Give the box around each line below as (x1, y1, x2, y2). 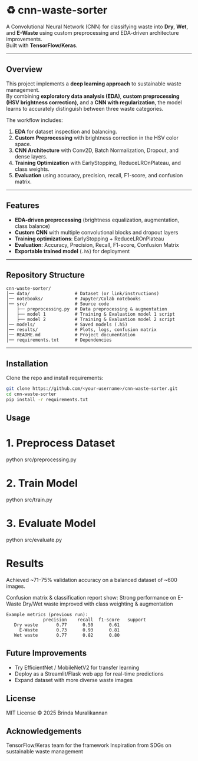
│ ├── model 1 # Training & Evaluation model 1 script (6, 312, 176, 317)
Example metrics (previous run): (6, 611, 88, 617)
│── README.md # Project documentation (6, 332, 136, 338)
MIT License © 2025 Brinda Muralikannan (6, 709, 108, 716)
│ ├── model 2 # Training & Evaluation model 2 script (6, 316, 176, 323)
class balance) (14, 222, 50, 230)
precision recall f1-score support (43, 617, 146, 623)
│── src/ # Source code (6, 301, 110, 307)
